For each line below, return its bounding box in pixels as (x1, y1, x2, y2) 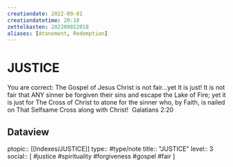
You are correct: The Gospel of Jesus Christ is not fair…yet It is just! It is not (7, 83, 225, 92)
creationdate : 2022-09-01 (7, 10, 83, 18)
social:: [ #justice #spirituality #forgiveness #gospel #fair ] (7, 152, 176, 160)
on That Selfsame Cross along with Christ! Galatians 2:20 (7, 106, 174, 114)
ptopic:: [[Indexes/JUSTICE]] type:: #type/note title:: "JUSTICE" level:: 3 (7, 145, 213, 153)
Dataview (7, 126, 50, 138)
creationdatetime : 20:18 (7, 17, 80, 24)
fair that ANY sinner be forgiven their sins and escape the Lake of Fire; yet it (7, 91, 226, 99)
